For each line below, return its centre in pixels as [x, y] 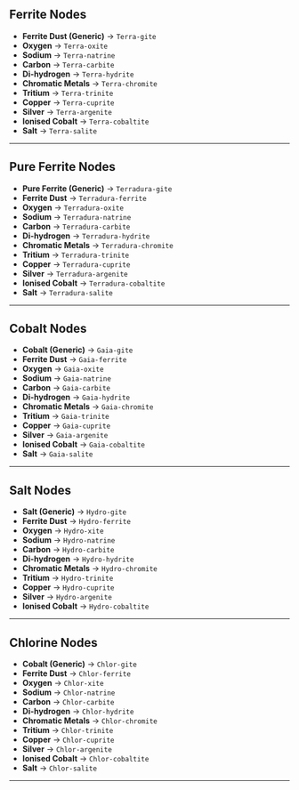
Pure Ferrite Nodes [62, 167]
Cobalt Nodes [48, 329]
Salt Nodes [40, 490]
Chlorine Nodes [53, 643]
